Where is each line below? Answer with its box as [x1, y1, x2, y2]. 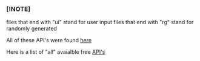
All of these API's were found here [6, 37, 92, 44]
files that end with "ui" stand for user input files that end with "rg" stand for [6, 19, 194, 26]
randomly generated [6, 25, 58, 32]
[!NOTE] [6, 5, 31, 13]
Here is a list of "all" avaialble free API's [6, 48, 105, 56]
